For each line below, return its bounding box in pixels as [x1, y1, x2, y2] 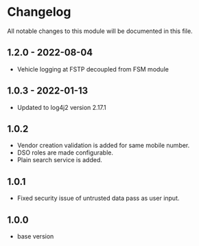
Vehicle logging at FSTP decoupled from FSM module [16, 65, 169, 73]
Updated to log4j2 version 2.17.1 [16, 103, 106, 111]
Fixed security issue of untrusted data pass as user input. [16, 194, 180, 203]
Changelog [7, 4, 71, 20]
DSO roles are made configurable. [16, 148, 114, 157]
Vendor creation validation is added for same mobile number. [16, 142, 190, 150]
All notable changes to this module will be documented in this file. [7, 27, 194, 35]
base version [16, 232, 54, 241]
